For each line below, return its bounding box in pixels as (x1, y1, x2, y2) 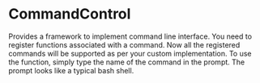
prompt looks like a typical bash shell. (8, 65, 134, 75)
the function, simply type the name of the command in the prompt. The (8, 57, 245, 67)
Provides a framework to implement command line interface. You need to (8, 31, 253, 41)
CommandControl (8, 5, 131, 23)
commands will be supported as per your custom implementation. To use (8, 48, 253, 58)
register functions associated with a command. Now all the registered (8, 39, 241, 49)
